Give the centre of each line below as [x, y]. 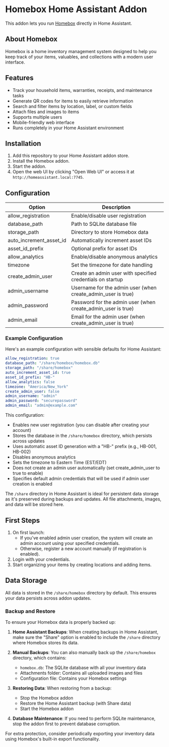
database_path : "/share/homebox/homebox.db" [53, 363]
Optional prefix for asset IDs [104, 248]
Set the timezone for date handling [112, 265]
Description [116, 207]
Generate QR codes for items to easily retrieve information [73, 101]
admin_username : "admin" [31, 396]
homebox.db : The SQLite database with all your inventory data [83, 668]
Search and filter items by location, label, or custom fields [72, 106]
